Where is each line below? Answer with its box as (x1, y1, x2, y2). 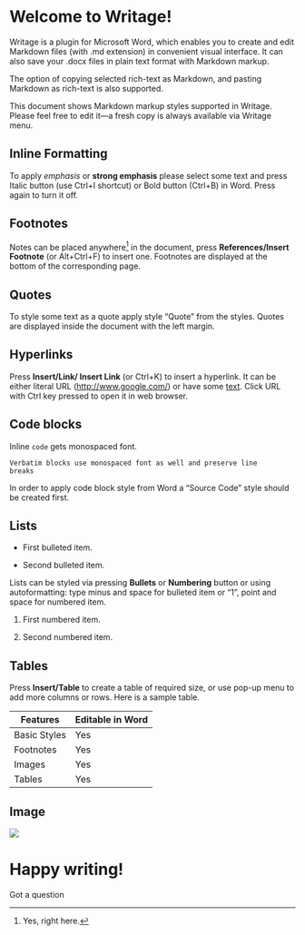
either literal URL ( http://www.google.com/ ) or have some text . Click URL (9, 380, 281, 391)
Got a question (9, 890, 65, 901)
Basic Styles (14, 729, 66, 742)
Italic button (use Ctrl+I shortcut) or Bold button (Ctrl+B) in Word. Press (9, 180, 276, 191)
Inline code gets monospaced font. (9, 440, 138, 451)
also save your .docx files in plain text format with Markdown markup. (9, 55, 270, 66)
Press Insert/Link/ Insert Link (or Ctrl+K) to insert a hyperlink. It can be (9, 370, 277, 382)
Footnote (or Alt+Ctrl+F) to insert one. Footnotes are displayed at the (9, 251, 268, 262)
